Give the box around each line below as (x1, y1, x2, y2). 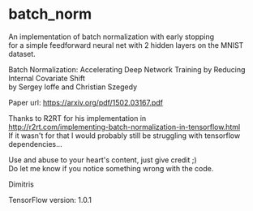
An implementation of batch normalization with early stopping (8, 32, 215, 41)
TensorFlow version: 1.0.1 (8, 195, 92, 205)
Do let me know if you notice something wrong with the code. (8, 163, 214, 173)
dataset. (8, 49, 36, 58)
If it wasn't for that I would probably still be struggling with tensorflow (8, 131, 241, 140)
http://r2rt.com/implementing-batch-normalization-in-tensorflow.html (8, 122, 241, 131)
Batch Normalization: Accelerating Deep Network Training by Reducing (8, 64, 246, 74)
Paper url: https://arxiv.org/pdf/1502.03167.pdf (8, 97, 164, 107)
